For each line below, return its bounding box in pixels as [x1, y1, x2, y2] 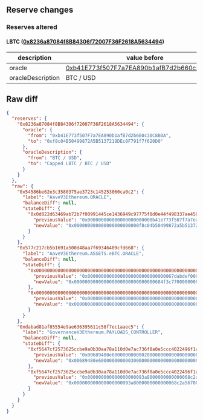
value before [126, 53, 164, 62]
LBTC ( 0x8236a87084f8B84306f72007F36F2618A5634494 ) [6, 38, 165, 45]
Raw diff [6, 94, 38, 104]
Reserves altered [6, 23, 57, 31]
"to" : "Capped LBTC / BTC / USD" [28, 160, 112, 167]
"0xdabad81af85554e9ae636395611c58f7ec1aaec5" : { [17, 324, 145, 330]
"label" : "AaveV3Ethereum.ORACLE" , [22, 194, 112, 200]
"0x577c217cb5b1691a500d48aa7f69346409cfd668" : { [17, 245, 145, 251]
